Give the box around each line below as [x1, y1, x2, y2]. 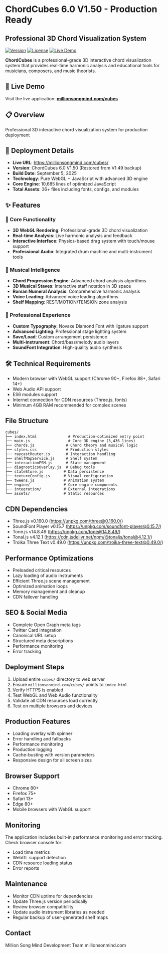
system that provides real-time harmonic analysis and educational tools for [5, 63, 160, 68]
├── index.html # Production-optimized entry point [5, 434, 144, 439]
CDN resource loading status [12, 860, 73, 866]
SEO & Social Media [5, 608, 68, 617]
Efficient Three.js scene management [12, 578, 90, 584]
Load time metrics [12, 849, 50, 855]
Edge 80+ [12, 801, 34, 807]
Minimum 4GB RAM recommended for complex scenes [12, 402, 126, 408]
